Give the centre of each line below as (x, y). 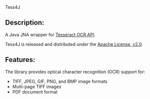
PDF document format (35, 92)
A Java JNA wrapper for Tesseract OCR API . (50, 35)
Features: (20, 60)
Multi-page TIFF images (37, 87)
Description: (25, 23)
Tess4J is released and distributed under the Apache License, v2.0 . (74, 44)
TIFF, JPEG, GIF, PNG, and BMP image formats (60, 81)
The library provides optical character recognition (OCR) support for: (75, 72)
